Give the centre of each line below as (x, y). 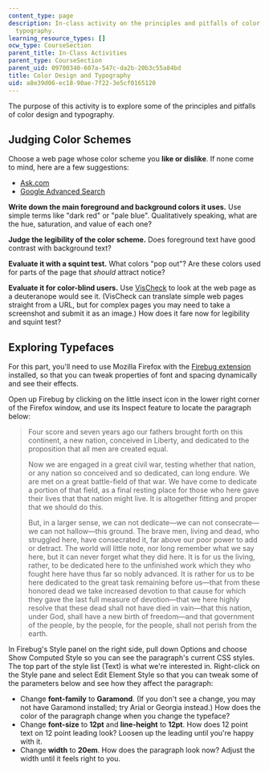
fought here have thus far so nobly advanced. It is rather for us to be (141, 574)
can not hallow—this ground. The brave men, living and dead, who (149, 532)
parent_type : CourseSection (55, 61)
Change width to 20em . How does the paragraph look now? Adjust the (137, 750)
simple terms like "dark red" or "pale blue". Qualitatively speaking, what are (133, 216)
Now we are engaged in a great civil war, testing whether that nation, (142, 465)
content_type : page (41, 16)
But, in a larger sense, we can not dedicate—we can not (120, 523)
